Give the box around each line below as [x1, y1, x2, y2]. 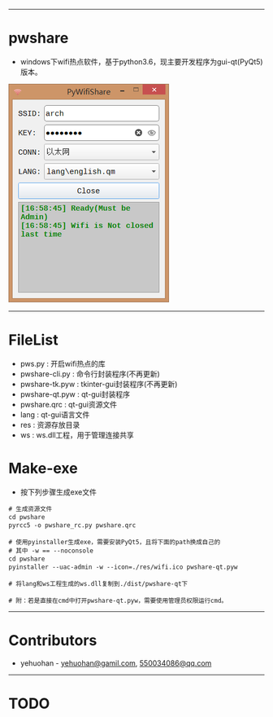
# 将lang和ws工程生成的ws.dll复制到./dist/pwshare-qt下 [8, 579, 188, 587]
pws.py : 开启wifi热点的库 [19, 358, 106, 368]
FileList [8, 331, 58, 350]
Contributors [8, 631, 97, 649]
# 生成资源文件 [8, 504, 53, 513]
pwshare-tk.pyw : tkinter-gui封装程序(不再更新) [19, 379, 178, 389]
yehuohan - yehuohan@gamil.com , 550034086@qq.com [19, 658, 212, 668]
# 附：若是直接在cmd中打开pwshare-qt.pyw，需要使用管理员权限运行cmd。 [8, 596, 227, 605]
